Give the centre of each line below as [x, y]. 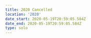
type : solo [16, 28]
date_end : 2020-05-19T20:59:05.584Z [43, 23]
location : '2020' [23, 14]
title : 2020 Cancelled [29, 10]
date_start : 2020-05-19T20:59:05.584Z [45, 19]
